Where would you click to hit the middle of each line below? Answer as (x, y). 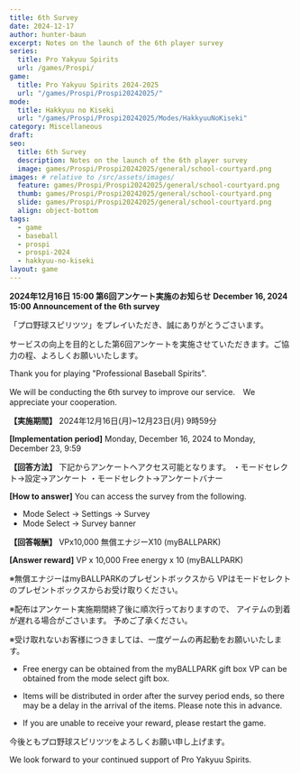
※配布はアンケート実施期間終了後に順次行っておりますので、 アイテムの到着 (150, 609)
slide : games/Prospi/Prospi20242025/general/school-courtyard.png (145, 203)
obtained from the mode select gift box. (95, 678)
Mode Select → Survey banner (79, 523)
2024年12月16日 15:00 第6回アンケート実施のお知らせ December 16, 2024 (149, 296)
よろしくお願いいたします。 (91, 355)
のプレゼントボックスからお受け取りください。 (96, 590)
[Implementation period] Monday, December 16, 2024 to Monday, (132, 438)
